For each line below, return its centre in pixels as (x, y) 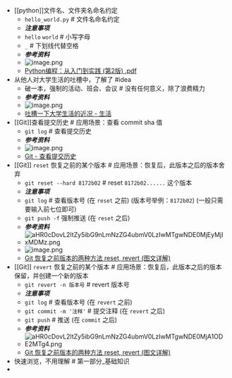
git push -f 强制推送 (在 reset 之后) (77, 218)
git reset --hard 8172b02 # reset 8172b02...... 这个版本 (108, 183)
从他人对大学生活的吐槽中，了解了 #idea (73, 79)
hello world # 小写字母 (57, 37)
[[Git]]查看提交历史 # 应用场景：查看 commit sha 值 (88, 122)
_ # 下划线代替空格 (51, 45)
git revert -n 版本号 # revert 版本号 (77, 285)
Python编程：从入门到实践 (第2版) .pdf (81, 71)
